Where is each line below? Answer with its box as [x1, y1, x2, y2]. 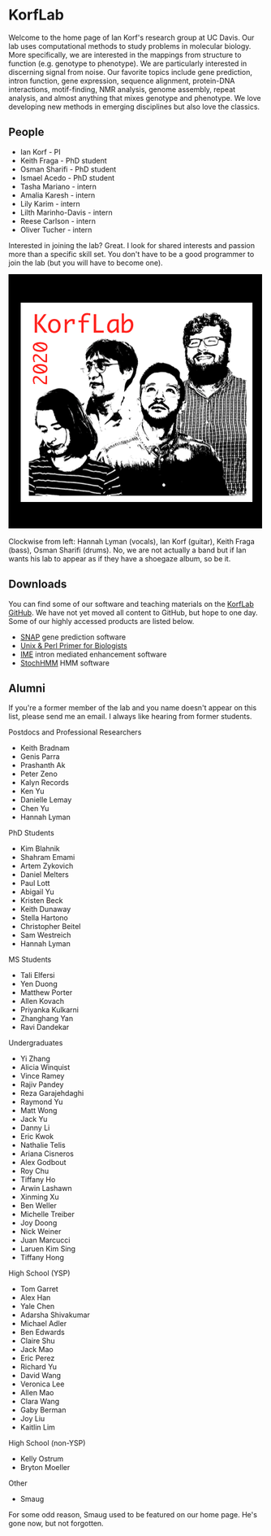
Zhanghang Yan [19, 1014, 74, 1023]
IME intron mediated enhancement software [19, 649, 167, 659]
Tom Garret [19, 1284, 58, 1294]
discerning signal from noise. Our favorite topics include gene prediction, [8, 67, 253, 76]
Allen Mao [19, 1388, 54, 1398]
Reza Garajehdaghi [19, 1089, 84, 1098]
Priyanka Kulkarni [19, 1005, 80, 1015]
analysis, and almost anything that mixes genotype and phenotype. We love [8, 93, 261, 103]
